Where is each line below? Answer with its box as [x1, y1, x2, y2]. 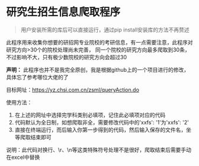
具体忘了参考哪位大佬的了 [6, 74, 69, 81]
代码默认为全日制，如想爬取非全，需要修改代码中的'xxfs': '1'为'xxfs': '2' [14, 119, 190, 126]
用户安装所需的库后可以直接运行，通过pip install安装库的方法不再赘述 [20, 26, 190, 33]
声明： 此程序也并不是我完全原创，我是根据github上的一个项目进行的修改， [6, 66, 190, 73]
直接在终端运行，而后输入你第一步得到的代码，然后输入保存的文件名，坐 [14, 126, 191, 133]
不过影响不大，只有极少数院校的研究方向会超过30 [6, 53, 127, 60]
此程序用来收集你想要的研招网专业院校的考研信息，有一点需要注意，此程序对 [6, 39, 193, 46]
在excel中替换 [6, 154, 40, 161]
